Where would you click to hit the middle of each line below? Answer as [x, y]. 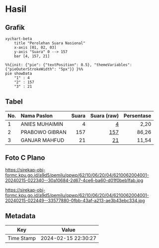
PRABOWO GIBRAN [43, 132]
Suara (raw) [105, 116]
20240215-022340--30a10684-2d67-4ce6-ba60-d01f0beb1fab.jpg [74, 180]
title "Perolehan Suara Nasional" [50, 43]
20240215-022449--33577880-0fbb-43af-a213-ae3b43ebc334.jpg [75, 200]
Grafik [15, 28]
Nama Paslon [37, 116]
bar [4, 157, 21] [32, 56]
